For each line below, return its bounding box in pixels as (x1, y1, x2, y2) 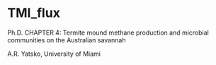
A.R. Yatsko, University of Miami (7, 49, 101, 58)
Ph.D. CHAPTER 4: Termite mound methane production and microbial (7, 28, 209, 37)
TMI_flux (7, 5, 60, 21)
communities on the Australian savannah (7, 35, 126, 44)
